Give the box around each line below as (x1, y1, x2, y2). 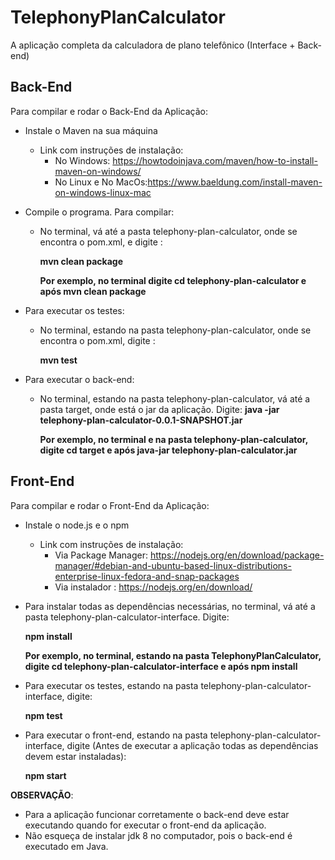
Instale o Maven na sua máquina (24, 124, 158, 136)
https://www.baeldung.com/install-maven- (147, 176, 323, 188)
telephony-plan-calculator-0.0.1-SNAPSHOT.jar (39, 414, 243, 426)
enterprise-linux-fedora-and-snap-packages (54, 570, 240, 582)
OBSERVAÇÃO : (10, 789, 74, 801)
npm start (24, 769, 67, 781)
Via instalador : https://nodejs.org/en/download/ (54, 581, 253, 593)
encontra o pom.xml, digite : (39, 334, 156, 346)
